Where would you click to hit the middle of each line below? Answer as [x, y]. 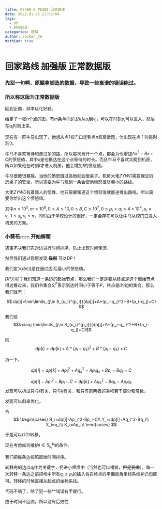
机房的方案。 [18, 223]
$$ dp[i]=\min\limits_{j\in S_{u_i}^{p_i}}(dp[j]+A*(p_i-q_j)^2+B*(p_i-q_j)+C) [81, 302]
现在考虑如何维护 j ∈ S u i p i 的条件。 [38, 445]
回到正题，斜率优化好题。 [30, 109]
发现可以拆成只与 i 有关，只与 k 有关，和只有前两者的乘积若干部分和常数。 [77, 391]
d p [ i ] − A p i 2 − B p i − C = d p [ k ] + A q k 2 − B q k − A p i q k [81, 382]
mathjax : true [19, 41]
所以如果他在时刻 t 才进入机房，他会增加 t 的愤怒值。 [55, 166]
